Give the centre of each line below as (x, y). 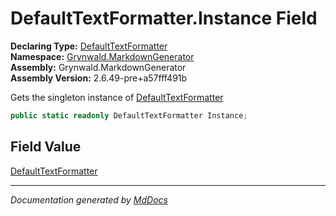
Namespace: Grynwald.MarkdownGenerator (102, 56)
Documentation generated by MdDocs (89, 199)
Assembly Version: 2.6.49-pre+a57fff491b (99, 78)
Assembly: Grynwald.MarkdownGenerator (98, 67)
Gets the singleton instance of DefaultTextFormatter (117, 97)
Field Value (46, 147)
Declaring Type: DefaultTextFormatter (89, 46)
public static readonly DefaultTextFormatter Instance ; (129, 115)
